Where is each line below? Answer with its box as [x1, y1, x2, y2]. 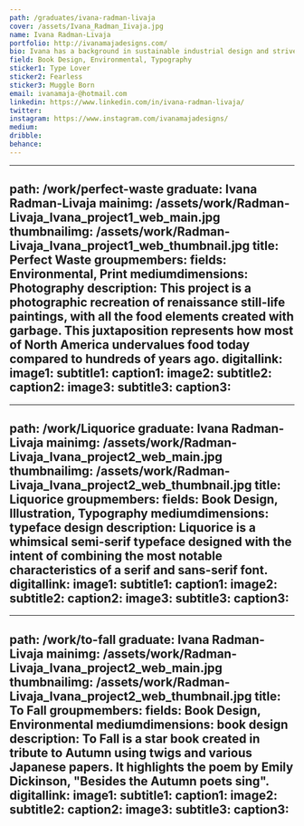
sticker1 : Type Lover [9, 64, 91, 73]
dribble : [9, 131, 43, 140]
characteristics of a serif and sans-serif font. [9, 562, 269, 578]
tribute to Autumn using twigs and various [9, 744, 252, 761]
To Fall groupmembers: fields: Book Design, [9, 703, 261, 718]
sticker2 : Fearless [9, 72, 83, 82]
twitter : [9, 106, 43, 115]
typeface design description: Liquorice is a [9, 520, 256, 535]
